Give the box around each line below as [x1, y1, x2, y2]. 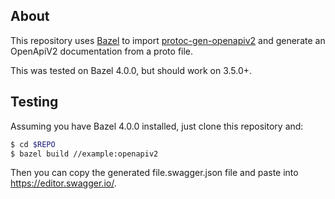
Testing [10, 94, 59, 111]
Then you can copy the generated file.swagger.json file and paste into [10, 167, 299, 179]
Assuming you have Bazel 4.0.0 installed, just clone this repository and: [10, 120, 304, 132]
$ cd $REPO [10, 139, 56, 149]
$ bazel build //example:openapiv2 [10, 149, 159, 159]
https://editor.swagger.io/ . [10, 177, 117, 189]
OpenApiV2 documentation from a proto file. [10, 45, 194, 57]
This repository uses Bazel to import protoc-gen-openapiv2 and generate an [10, 34, 326, 46]
